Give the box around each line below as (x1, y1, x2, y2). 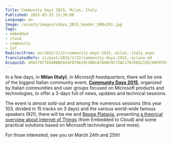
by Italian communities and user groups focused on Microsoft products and (5, 85, 164, 91)
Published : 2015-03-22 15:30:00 (5, 12, 74, 17)
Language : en (5, 17, 33, 22)
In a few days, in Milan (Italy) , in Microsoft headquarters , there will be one (5, 74, 162, 80)
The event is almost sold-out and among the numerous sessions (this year (5, 100, 162, 107)
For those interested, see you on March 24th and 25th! (5, 132, 120, 138)
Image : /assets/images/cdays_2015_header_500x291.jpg (5, 22, 123, 27)
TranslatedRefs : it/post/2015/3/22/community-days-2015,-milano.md (5, 55, 153, 60)
